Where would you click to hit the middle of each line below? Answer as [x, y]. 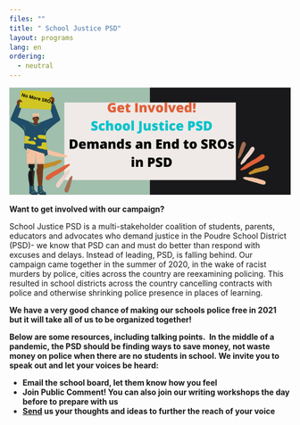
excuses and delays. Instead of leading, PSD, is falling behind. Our [131, 254]
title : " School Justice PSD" [66, 28]
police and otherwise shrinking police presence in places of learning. [136, 292]
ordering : [28, 57]
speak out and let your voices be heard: [84, 365]
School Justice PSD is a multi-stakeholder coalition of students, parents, [142, 226]
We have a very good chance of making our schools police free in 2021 [143, 310]
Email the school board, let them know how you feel [120, 382]
